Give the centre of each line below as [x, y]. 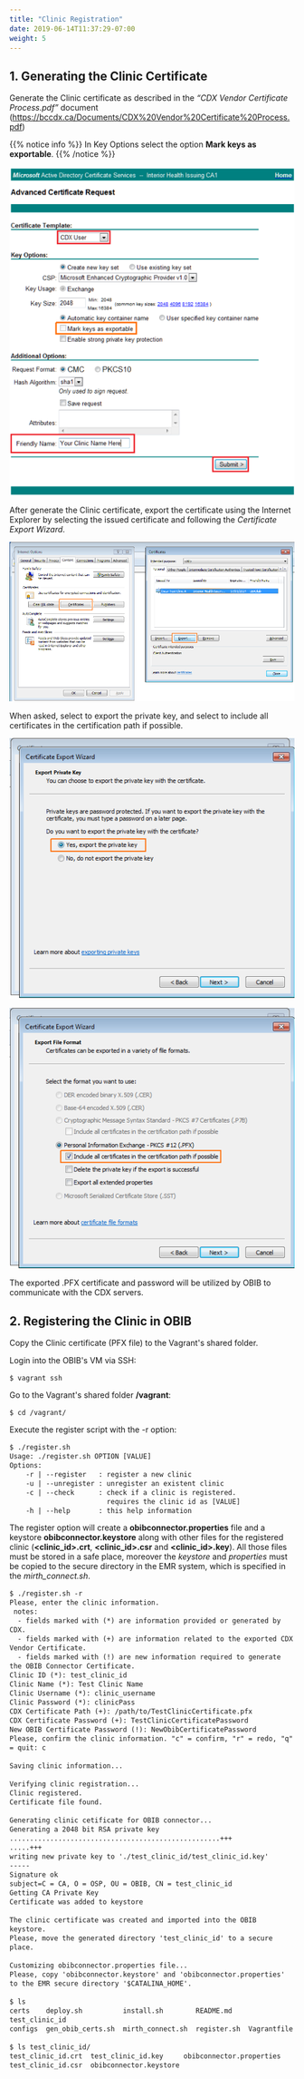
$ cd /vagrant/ [38, 1413]
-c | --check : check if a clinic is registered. [131, 1493]
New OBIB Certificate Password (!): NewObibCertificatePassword [133, 1730]
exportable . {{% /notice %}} [62, 154]
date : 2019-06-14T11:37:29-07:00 [72, 29]
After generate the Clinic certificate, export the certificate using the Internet [150, 510]
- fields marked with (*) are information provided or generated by [149, 1621]
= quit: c [28, 1748]
